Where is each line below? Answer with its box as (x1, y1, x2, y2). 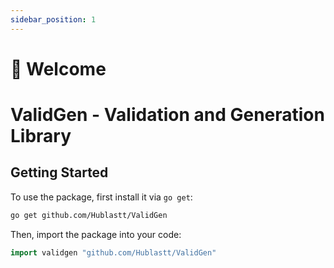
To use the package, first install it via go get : (10, 191, 193, 203)
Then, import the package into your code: (10, 228, 182, 240)
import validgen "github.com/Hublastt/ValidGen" (10, 247, 217, 258)
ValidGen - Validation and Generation (10, 104, 325, 126)
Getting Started (10, 164, 109, 181)
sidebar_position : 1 (10, 14, 97, 25)
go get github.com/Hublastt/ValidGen (10, 210, 168, 220)
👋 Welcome (10, 57, 107, 80)
